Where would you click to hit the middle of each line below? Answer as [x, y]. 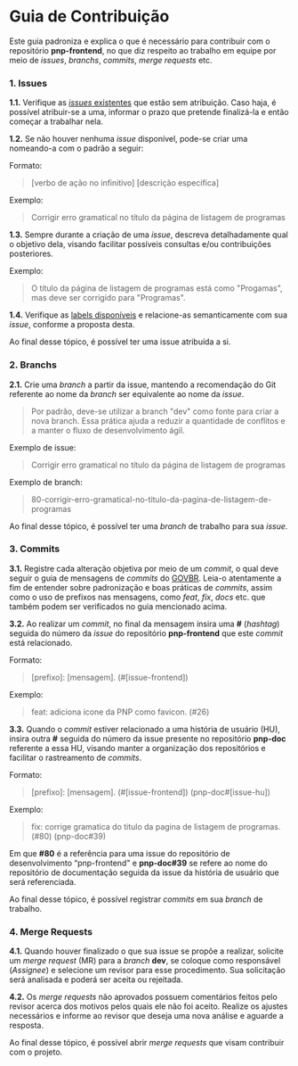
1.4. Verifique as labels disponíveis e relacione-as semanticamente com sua [148, 315]
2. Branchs [33, 365]
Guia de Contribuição [89, 17]
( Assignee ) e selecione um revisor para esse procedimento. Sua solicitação [148, 971]
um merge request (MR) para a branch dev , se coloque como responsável [145, 961]
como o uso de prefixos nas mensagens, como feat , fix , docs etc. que [137, 597]
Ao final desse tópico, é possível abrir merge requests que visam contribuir [147, 1043]
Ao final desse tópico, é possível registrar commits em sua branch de [137, 899]
